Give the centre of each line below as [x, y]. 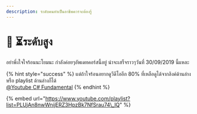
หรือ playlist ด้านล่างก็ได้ [31, 81]
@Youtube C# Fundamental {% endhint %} [58, 87]
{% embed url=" [26, 98]
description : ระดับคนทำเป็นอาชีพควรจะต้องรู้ [49, 11]
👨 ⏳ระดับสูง [29, 41]
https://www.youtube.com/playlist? [88, 98]
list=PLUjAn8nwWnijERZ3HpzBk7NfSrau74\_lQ [63, 105]
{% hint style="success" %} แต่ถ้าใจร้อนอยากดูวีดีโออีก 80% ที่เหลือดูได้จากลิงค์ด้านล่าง [98, 73]
